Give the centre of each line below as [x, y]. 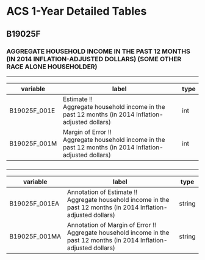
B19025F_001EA [34, 203]
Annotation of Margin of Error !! [112, 225]
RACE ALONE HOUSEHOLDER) [52, 67]
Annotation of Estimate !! [102, 192]
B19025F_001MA [35, 236]
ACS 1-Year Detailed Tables [77, 11]
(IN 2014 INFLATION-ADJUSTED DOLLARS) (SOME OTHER [94, 59]
